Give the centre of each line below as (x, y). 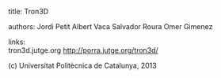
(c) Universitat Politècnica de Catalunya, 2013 (82, 65)
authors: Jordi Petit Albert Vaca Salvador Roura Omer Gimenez (110, 26)
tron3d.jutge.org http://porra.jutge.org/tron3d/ (83, 50)
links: (17, 42)
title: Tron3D (29, 11)
